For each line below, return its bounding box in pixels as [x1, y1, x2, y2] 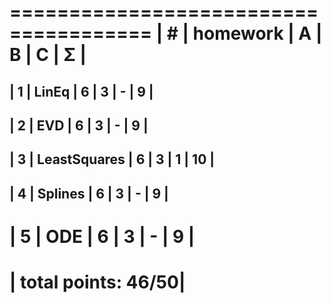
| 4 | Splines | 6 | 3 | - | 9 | [9, 185, 169, 202]
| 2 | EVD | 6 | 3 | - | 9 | [9, 117, 149, 134]
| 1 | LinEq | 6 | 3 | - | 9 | [9, 83, 154, 100]
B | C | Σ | [9, 44, 87, 66]
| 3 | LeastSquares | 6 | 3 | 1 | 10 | [9, 151, 216, 168]
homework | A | [192, 22, 323, 45]
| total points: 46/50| [9, 271, 186, 294]
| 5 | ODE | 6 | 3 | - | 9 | [9, 225, 196, 248]
